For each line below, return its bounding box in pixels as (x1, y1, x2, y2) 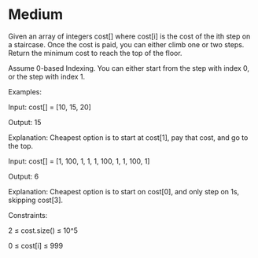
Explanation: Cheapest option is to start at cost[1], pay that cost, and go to (8, 132, 249, 142)
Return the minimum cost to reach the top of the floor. (8, 48, 182, 57)
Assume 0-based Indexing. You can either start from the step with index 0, (8, 63, 250, 72)
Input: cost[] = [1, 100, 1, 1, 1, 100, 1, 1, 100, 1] (8, 156, 150, 166)
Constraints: (8, 210, 48, 219)
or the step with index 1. (8, 72, 86, 81)
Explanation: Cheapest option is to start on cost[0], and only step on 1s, (8, 186, 240, 196)
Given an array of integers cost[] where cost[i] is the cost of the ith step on (8, 31, 251, 41)
